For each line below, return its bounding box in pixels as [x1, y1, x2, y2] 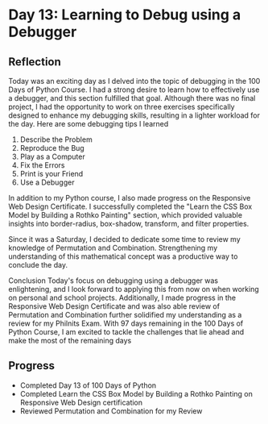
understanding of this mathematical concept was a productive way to [8, 251, 238, 261]
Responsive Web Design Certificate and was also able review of [8, 301, 220, 311]
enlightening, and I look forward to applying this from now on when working [8, 285, 259, 293]
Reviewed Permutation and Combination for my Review [19, 405, 203, 416]
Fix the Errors [19, 160, 65, 170]
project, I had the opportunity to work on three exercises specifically [8, 102, 235, 111]
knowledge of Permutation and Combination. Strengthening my [8, 243, 218, 252]
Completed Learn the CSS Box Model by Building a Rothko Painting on [19, 389, 254, 398]
